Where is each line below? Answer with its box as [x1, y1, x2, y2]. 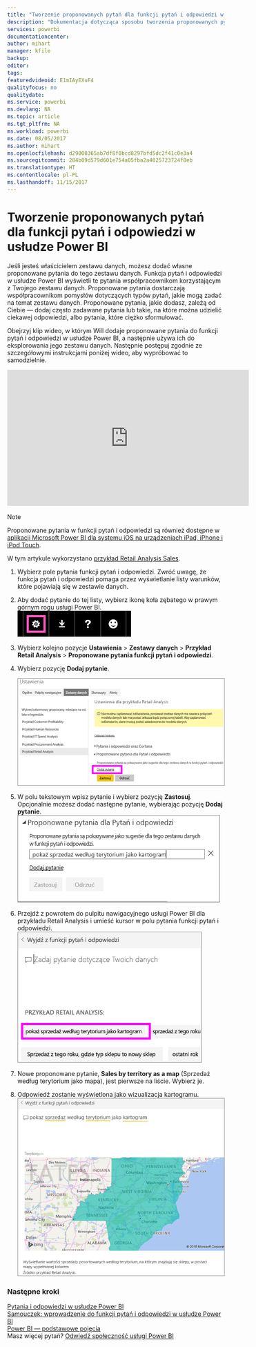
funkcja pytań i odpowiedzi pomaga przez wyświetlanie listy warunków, [17, 574, 221, 583]
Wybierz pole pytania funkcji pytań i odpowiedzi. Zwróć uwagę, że [17, 567, 207, 576]
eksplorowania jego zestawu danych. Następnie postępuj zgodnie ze [7, 341, 203, 349]
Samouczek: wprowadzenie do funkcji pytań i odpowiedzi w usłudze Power [7, 1310, 221, 1318]
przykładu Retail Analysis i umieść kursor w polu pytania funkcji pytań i [17, 916, 219, 925]
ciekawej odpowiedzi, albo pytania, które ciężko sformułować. [7, 313, 184, 321]
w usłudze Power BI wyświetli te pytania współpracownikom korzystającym [7, 276, 221, 285]
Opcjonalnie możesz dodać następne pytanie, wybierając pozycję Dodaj [17, 800, 223, 809]
